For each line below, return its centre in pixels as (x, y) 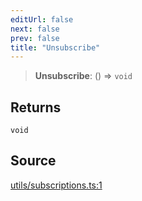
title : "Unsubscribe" (55, 47)
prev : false (35, 38)
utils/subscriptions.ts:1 (56, 185)
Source (33, 161)
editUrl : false (42, 19)
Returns (36, 107)
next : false (35, 29)
